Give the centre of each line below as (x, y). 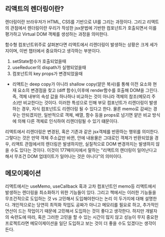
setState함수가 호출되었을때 (39, 61)
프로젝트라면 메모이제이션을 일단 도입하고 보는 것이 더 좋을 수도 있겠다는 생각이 (81, 223)
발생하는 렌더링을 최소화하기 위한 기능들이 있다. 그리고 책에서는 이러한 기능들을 (81, 192)
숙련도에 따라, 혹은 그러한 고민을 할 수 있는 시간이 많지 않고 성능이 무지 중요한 (84, 217)
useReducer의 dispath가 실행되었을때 (49, 67)
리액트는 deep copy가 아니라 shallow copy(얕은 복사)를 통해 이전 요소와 (82, 84)
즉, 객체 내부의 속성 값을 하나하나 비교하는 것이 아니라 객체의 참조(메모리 (81, 96)
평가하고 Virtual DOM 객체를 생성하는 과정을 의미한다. (57, 34)
